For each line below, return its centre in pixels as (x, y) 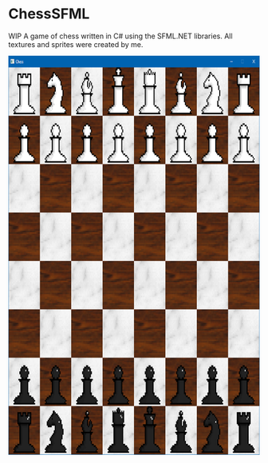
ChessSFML (49, 14)
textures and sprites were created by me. (76, 44)
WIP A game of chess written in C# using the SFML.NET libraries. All (120, 36)
